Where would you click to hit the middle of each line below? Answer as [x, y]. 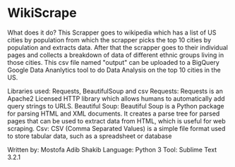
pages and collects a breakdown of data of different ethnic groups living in [116, 55]
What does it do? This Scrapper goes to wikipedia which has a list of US [112, 32]
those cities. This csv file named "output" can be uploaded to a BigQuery [114, 62]
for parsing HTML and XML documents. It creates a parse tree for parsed [114, 113]
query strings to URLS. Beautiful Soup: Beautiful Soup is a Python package [116, 106]
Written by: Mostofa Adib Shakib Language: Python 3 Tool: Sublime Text [112, 149]
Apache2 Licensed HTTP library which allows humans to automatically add [116, 98]
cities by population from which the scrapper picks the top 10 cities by [109, 39]
